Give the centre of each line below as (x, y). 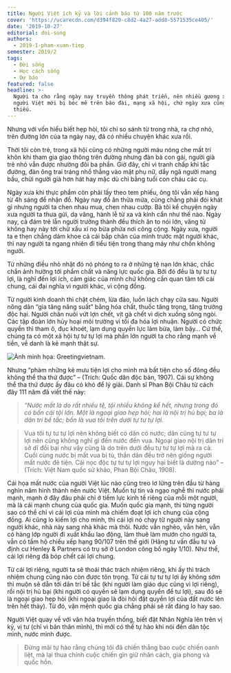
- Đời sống (29, 65)
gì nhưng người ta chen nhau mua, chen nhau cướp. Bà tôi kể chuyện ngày (112, 206)
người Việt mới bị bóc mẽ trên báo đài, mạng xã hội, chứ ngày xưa (112, 103)
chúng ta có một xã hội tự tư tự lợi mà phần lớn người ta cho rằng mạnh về (112, 336)
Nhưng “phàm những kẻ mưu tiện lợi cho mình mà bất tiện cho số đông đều (113, 370)
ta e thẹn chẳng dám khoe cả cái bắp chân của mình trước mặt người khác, (113, 236)
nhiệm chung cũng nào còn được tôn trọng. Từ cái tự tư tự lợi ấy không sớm (114, 577)
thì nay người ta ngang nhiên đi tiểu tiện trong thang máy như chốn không (111, 243)
